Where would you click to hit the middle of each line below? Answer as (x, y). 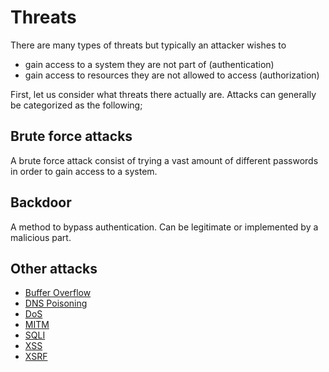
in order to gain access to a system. (84, 171)
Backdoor (41, 202)
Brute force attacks (71, 136)
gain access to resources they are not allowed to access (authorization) (172, 75)
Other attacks (54, 268)
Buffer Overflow (58, 293)
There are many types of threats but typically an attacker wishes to (148, 45)
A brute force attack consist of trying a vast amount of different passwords (164, 160)
